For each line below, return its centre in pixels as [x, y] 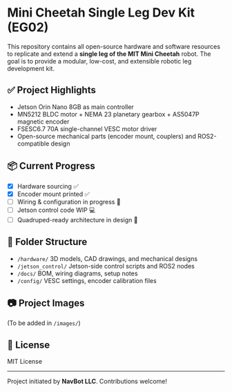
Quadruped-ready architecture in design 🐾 [77, 219]
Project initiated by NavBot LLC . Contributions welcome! [87, 382]
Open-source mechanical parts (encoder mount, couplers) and [107, 136]
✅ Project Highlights [52, 90]
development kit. [31, 68]
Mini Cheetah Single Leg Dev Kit [101, 13]
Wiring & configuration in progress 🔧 [69, 202]
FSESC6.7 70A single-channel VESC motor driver [87, 128]
